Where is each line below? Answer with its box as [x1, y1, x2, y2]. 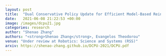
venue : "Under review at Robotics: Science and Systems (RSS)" [5, 39, 138, 44]
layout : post [5, 7, 32, 12]
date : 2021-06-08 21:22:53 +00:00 [5, 16, 81, 21]
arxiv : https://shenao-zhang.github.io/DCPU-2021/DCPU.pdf [5, 43, 129, 48]
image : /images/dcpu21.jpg [5, 20, 61, 26]
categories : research [5, 25, 50, 30]
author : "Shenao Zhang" [5, 30, 54, 35]
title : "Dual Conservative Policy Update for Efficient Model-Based [5, 12, 152, 17]
